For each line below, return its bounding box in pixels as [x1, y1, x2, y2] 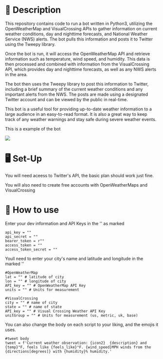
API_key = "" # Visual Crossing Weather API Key [5, 309, 106, 314]
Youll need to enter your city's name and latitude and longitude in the [5, 255, 144, 261]
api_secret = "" [5, 234, 38, 239]
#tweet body [5, 336, 29, 341]
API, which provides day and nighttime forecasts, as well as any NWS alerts [5, 66, 157, 72]
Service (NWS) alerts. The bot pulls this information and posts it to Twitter [5, 36, 153, 42]
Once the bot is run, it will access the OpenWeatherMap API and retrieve [5, 51, 150, 57]
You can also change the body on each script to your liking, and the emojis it [5, 321, 159, 327]
